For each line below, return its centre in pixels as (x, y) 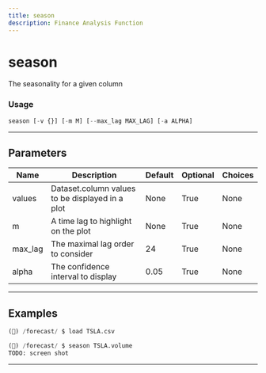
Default (160, 175)
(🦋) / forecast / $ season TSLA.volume (70, 346)
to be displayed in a (87, 199)
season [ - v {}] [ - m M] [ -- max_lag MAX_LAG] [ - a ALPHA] (101, 121)
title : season (32, 15)
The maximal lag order (93, 244)
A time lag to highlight (91, 221)
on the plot (71, 231)
